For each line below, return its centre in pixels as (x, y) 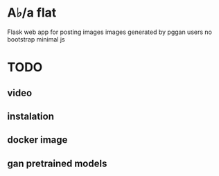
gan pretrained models (57, 163)
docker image (37, 140)
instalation (30, 116)
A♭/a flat (32, 13)
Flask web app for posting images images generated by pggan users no (110, 32)
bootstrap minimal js (36, 39)
